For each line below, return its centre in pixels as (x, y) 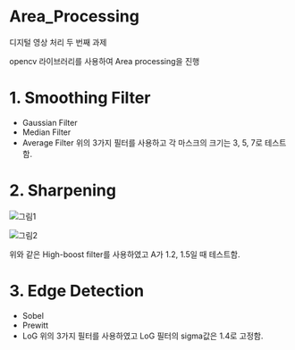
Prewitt (35, 325)
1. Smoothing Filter (80, 98)
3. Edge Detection (77, 291)
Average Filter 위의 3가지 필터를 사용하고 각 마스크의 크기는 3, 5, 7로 (143, 142)
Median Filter (46, 132)
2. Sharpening (63, 191)
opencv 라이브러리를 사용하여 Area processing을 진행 (105, 61)
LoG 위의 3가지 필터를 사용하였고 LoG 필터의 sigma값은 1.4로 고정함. (143, 336)
